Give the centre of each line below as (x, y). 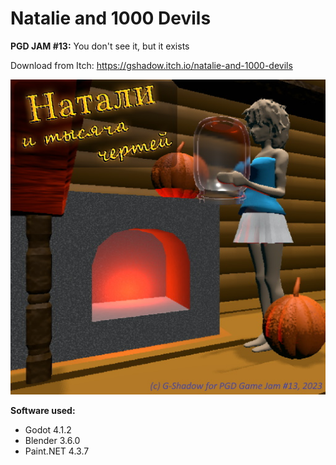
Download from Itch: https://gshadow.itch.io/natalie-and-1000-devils (151, 65)
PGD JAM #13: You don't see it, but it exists (100, 46)
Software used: (43, 410)
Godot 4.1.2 (48, 429)
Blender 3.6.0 (52, 440)
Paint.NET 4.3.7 (57, 451)
